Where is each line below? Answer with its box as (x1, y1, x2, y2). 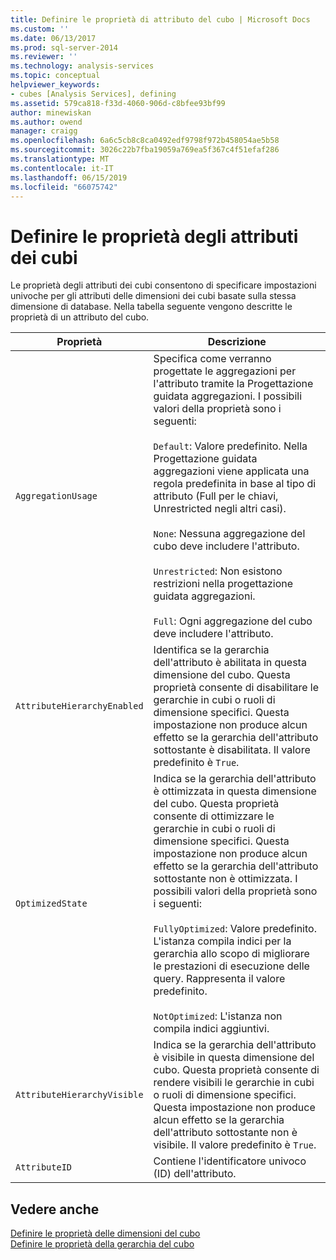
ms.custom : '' (10, 24, 70, 34)
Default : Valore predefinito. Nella (153, 439, 308, 453)
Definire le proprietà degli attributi (10, 225, 299, 248)
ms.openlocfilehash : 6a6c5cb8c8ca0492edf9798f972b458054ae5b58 (10, 136, 280, 146)
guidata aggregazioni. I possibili (153, 389, 303, 403)
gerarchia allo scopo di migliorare (153, 947, 310, 961)
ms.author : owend (10, 117, 83, 127)
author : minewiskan (10, 107, 92, 118)
